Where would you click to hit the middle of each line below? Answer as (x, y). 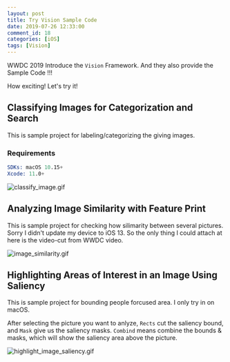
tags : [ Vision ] (29, 46)
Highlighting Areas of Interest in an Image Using (112, 275)
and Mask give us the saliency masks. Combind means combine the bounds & (115, 331)
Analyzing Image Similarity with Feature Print (106, 209)
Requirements (31, 153)
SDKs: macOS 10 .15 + (35, 168)
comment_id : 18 (29, 33)
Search (23, 118)
